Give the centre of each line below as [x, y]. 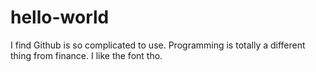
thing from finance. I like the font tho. [86, 55]
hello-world [60, 17]
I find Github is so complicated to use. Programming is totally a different [158, 45]
